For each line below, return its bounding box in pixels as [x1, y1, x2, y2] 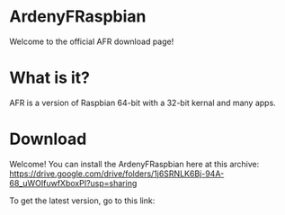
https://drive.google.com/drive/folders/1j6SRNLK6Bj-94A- [9, 168, 225, 179]
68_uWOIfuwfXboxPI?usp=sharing [9, 177, 138, 188]
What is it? [9, 67, 91, 88]
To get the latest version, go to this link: [9, 195, 156, 206]
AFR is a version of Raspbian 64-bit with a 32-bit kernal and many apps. [9, 97, 276, 108]
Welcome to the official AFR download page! [9, 36, 174, 47]
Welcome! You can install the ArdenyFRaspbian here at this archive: [9, 158, 260, 169]
